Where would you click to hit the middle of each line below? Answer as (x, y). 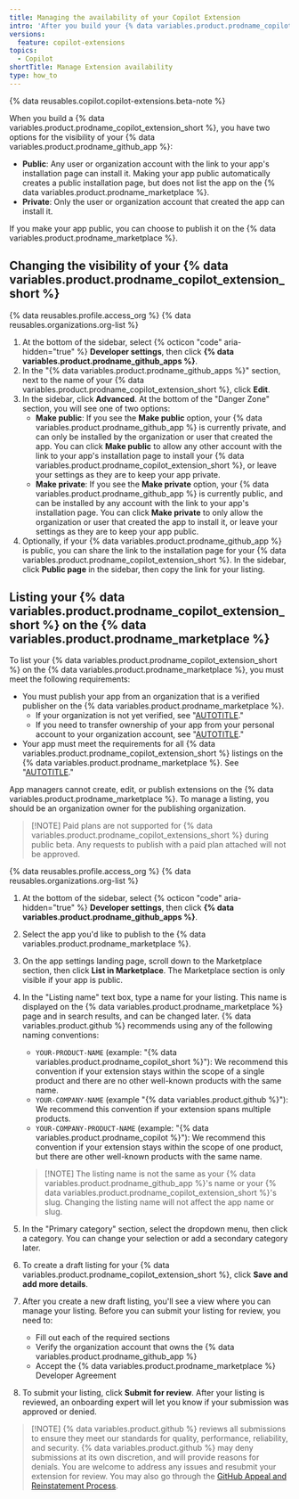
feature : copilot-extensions (71, 42)
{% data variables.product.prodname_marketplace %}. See (130, 763)
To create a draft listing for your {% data (96, 1266)
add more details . (55, 1284)
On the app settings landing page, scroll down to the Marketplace (142, 961)
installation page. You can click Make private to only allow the (149, 512)
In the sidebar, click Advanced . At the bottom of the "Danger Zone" (145, 398)
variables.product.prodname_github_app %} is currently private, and (161, 427)
